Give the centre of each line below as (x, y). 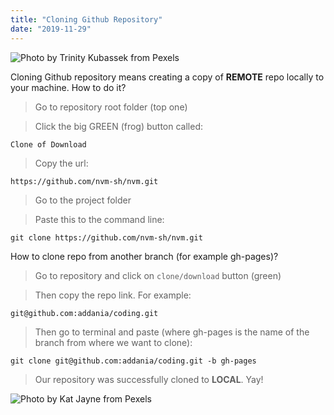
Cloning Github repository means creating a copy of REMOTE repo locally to (167, 77)
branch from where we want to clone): (113, 342)
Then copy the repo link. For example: (113, 295)
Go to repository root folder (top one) (111, 107)
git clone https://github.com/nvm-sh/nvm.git (106, 237)
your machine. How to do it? (68, 87)
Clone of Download (48, 144)
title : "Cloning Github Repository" (86, 19)
